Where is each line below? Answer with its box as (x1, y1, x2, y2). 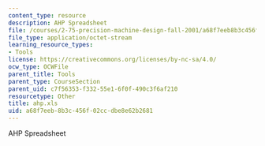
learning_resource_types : (8, 41, 93, 49)
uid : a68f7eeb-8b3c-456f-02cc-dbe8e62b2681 (8, 107, 154, 115)
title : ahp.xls (8, 99, 58, 107)
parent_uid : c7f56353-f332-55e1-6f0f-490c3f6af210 (8, 84, 178, 93)
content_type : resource (8, 11, 87, 20)
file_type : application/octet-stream (8, 33, 132, 42)
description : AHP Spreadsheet (8, 19, 108, 27)
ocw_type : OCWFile (8, 63, 69, 71)
